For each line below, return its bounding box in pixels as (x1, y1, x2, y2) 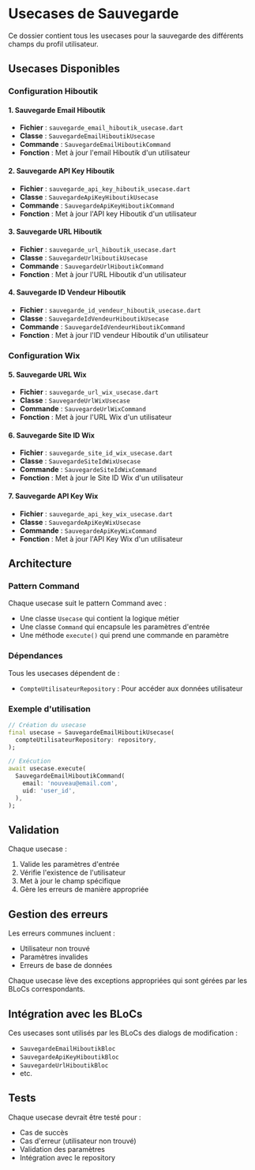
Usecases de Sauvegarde (8, 5, 179, 23)
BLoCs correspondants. (8, 984, 85, 994)
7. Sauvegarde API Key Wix (8, 491, 99, 501)
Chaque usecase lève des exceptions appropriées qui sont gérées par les (8, 976, 247, 985)
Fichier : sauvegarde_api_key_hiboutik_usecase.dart (19, 183, 191, 193)
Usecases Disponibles (8, 62, 121, 76)
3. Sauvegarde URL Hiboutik (8, 227, 103, 237)
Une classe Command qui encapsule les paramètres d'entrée (19, 622, 211, 632)
